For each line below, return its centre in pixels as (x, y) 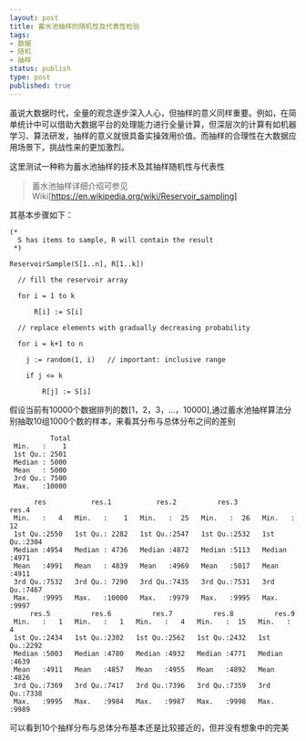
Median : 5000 (40, 462)
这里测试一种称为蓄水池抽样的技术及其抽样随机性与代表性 (117, 166)
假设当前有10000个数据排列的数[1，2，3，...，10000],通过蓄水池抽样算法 (147, 409)
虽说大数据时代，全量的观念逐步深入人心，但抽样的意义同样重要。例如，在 (149, 113)
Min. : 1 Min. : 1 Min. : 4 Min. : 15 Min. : (152, 622)
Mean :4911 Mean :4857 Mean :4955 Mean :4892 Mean (144, 669)
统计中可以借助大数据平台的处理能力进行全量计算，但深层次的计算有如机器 (157, 124)
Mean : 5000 (40, 470)
